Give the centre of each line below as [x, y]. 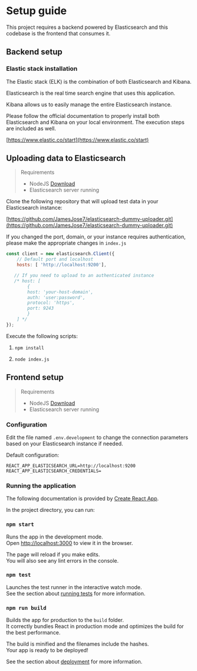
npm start [20, 525]
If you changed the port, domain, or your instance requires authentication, [96, 237]
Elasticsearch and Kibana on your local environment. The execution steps [95, 122]
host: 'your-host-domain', [60, 292]
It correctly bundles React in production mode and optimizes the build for [95, 626]
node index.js [32, 359]
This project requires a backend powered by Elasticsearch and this [87, 27]
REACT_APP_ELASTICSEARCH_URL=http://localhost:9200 [71, 466]
